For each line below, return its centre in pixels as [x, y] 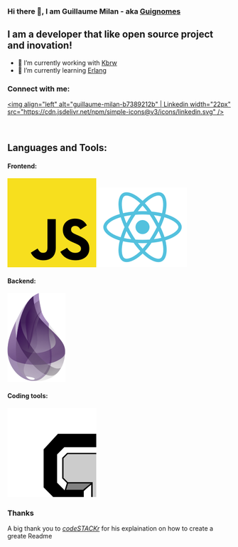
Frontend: [22, 166]
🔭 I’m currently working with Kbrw [67, 63]
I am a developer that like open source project [110, 35]
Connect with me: [39, 88]
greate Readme [30, 536]
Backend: [22, 281]
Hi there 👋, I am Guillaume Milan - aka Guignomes [94, 11]
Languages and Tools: [58, 148]
